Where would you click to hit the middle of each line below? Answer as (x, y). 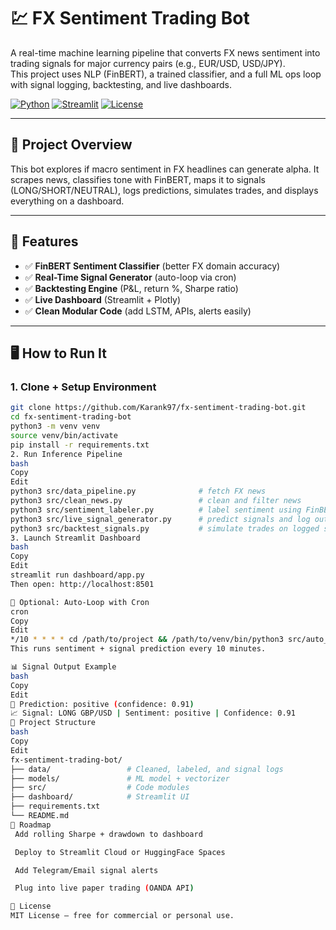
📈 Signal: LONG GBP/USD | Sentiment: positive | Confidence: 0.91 (153, 713)
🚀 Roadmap (31, 825)
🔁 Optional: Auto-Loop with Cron (80, 602)
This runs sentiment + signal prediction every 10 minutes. (138, 649)
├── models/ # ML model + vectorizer (120, 778)
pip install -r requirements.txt (80, 445)
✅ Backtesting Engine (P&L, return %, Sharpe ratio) (131, 288)
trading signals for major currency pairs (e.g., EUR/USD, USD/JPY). (148, 63)
